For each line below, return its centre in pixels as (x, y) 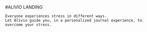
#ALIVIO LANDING (24, 7)
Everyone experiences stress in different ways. (56, 16)
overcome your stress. (28, 25)
